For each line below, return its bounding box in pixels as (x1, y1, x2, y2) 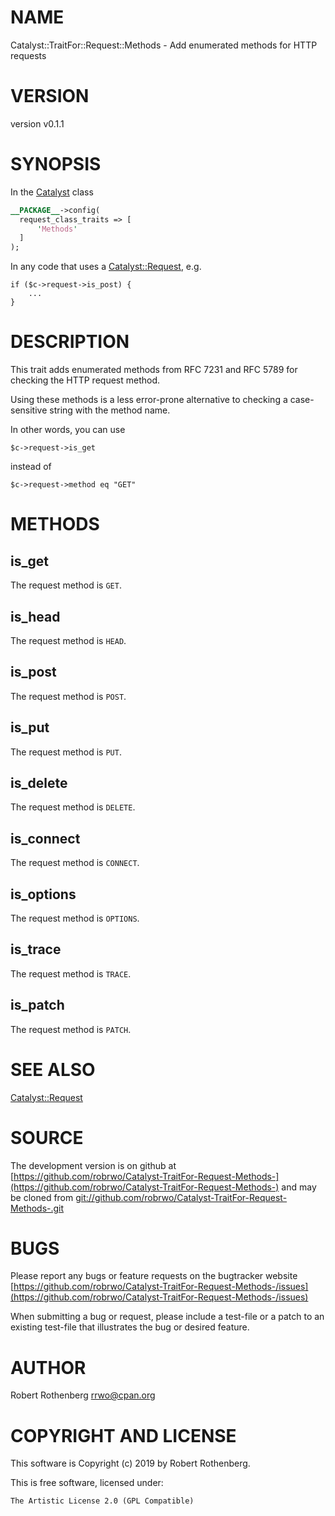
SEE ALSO (10, 1058, 96, 1081)
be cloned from (10, 1191, 74, 1203)
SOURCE (10, 1126, 84, 1149)
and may (281, 1181, 317, 1193)
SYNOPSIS (10, 153, 102, 176)
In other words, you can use (10, 424, 126, 436)
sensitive (10, 404, 48, 416)
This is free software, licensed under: (10, 1477, 164, 1489)
